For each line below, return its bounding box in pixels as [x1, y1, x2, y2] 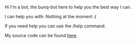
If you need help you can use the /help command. [4, 23, 106, 29]
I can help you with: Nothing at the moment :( [4, 14, 97, 19]
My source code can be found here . [4, 33, 78, 38]
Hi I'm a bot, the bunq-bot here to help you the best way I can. [4, 4, 132, 10]
